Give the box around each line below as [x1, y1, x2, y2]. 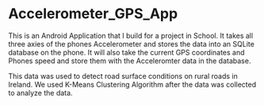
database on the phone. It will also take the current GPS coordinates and [8, 47, 245, 57]
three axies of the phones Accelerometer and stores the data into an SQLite [8, 39, 255, 48]
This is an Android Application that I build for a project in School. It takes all [8, 31, 254, 40]
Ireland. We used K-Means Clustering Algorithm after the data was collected [8, 80, 257, 89]
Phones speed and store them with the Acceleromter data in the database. [8, 56, 251, 66]
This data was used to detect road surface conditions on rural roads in [8, 71, 238, 81]
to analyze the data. [8, 88, 73, 97]
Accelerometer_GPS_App [8, 5, 178, 23]
